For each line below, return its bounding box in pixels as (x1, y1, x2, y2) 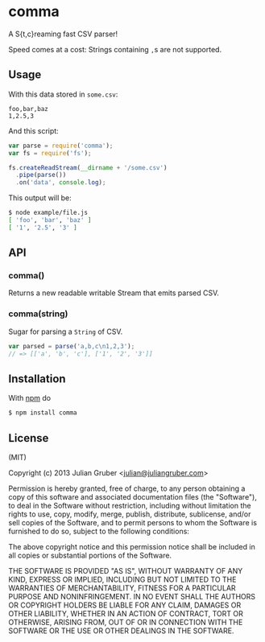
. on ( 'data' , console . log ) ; (15, 179, 106, 187)
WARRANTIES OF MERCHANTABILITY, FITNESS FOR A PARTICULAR (8, 582, 236, 593)
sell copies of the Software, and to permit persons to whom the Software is (8, 517, 258, 527)
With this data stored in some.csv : (8, 89, 118, 99)
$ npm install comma (8, 409, 78, 417)
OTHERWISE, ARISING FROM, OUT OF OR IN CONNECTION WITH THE (8, 617, 243, 627)
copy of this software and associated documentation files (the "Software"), (8, 492, 258, 501)
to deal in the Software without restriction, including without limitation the (8, 500, 251, 510)
